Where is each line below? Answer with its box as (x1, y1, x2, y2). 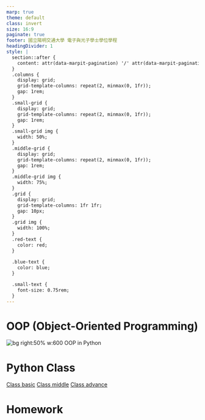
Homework (6, 402, 63, 416)
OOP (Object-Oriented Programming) (6, 319, 198, 333)
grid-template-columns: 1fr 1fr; (17, 202, 103, 208)
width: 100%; (17, 225, 51, 231)
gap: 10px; (17, 208, 45, 214)
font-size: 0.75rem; (17, 287, 70, 293)
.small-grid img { (12, 128, 59, 134)
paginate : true (6, 32, 45, 38)
